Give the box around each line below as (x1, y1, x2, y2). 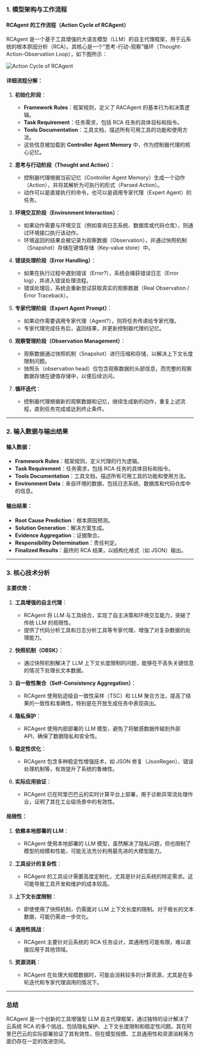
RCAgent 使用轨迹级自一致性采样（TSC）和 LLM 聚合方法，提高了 (23, 692, 186, 699)
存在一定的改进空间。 (16, 1037, 69, 1045)
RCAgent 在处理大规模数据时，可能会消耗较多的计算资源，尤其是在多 (23, 971, 193, 978)
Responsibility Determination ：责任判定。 (14, 539, 120, 546)
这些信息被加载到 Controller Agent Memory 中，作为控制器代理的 (23, 141, 186, 149)
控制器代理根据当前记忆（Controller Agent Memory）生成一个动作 (23, 174, 186, 181)
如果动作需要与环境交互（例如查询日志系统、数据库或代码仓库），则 (23, 222, 189, 229)
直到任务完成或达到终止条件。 (34, 405, 108, 412)
